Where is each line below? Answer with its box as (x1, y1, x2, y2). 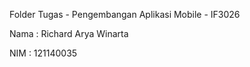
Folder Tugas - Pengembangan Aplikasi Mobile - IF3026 (9, 9, 241, 20)
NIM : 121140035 (9, 47, 78, 59)
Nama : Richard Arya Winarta (9, 28, 129, 39)
